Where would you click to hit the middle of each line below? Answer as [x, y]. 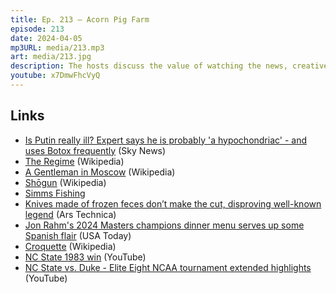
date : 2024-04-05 [46, 38]
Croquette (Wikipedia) [70, 246]
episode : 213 [37, 29]
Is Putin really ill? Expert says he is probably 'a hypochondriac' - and [166, 140]
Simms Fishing [55, 193]
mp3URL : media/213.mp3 [57, 47]
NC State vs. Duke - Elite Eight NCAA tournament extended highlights [168, 267]
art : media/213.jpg [51, 57]
